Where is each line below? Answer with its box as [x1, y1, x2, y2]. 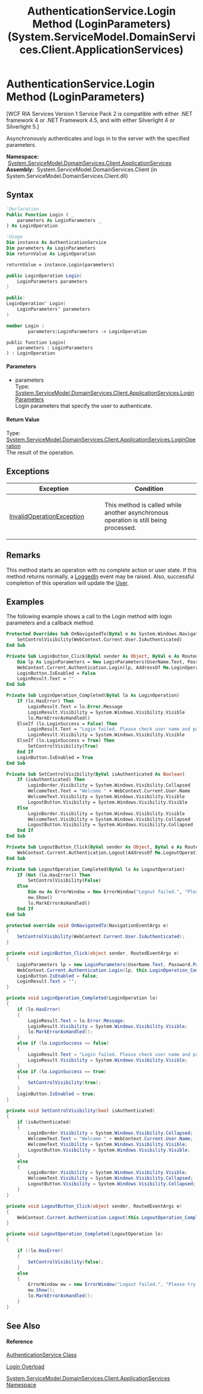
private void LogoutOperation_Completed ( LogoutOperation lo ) [6, 1231, 164, 1237]
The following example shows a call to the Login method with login [6, 613, 172, 620]
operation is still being [105, 516, 167, 524]
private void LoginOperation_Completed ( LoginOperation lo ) [6, 995, 158, 1001]
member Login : [6, 323, 45, 329]
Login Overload [6, 1363, 45, 1370]
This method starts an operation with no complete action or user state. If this [6, 566, 197, 574]
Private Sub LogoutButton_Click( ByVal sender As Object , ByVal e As [6, 844, 182, 850]
